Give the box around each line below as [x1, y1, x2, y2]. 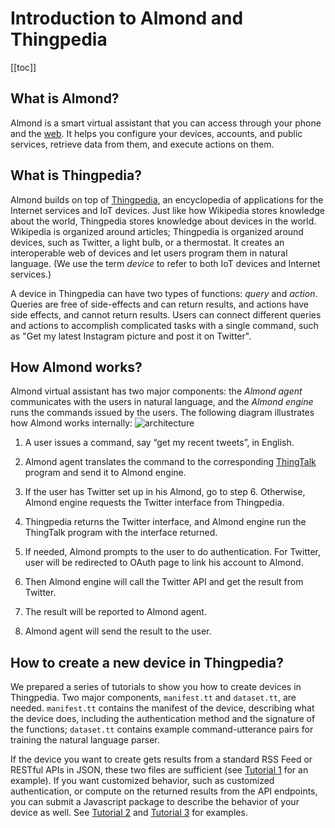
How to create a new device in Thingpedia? [10, 654, 284, 671]
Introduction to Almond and [10, 7, 244, 30]
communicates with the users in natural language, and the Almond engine [10, 396, 314, 408]
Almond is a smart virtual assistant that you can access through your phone [10, 117, 322, 129]
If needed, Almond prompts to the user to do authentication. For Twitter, [24, 546, 322, 558]
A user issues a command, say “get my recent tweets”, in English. [24, 437, 295, 449]
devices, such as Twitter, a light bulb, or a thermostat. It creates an [10, 236, 285, 248]
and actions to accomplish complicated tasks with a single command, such [10, 319, 319, 331]
